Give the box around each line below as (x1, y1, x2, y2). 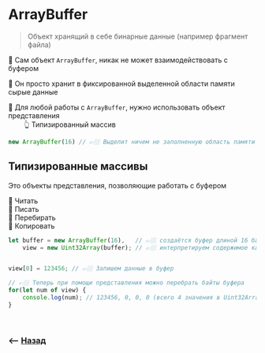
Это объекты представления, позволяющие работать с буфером (8, 180, 227, 190)
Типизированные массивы (8, 160, 148, 173)
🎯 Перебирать (8, 213, 57, 222)
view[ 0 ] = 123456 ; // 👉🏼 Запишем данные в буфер (8, 265, 174, 273)
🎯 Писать (8, 204, 39, 214)
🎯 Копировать (8, 221, 55, 230)
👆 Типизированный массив (23, 120, 116, 129)
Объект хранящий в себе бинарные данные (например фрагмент (27, 32, 248, 41)
